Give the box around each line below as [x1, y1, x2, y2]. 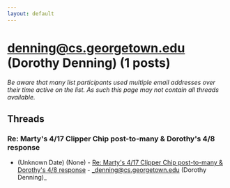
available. [7, 93, 36, 101]
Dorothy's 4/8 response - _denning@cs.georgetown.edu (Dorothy [17, 166, 207, 174]
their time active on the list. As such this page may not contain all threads [7, 85, 220, 94]
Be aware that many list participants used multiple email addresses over [7, 78, 216, 86]
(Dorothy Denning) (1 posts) [7, 55, 171, 70]
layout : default [7, 10, 54, 17]
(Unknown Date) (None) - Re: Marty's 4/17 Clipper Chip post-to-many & [17, 158, 223, 167]
